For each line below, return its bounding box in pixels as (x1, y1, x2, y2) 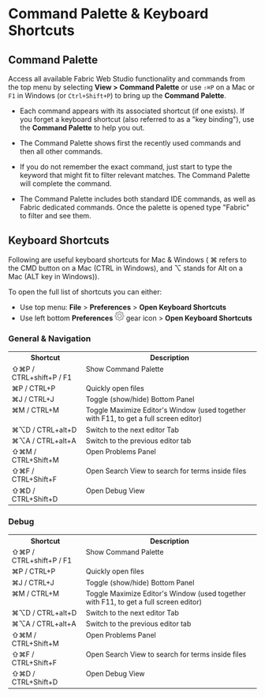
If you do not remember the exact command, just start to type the (19, 162, 233, 171)
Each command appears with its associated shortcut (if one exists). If (19, 106, 245, 116)
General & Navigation (8, 333, 91, 344)
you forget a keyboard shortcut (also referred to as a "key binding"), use (19, 115, 255, 123)
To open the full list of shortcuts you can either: (8, 286, 162, 297)
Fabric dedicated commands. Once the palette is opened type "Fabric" (19, 203, 250, 212)
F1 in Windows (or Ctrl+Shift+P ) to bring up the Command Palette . (8, 91, 227, 100)
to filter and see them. (19, 211, 92, 220)
